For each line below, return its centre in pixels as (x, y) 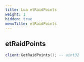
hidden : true (19, 19)
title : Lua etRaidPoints (31, 10)
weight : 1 (15, 14)
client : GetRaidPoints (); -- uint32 (42, 55)
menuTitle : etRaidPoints (31, 24)
